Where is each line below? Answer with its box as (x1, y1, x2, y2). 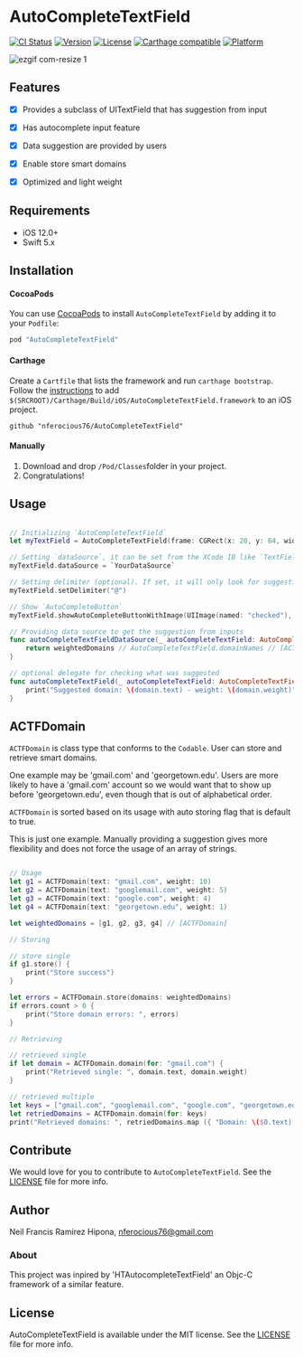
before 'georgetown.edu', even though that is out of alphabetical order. (9, 789, 272, 800)
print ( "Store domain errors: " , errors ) (25, 1010, 179, 1019)
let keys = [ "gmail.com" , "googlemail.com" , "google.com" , (9, 1100, 236, 1109)
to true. (9, 816, 37, 827)
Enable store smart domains (22, 158, 127, 169)
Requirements (9, 203, 90, 219)
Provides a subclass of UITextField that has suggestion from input (22, 104, 268, 115)
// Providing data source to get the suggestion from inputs (9, 627, 244, 636)
